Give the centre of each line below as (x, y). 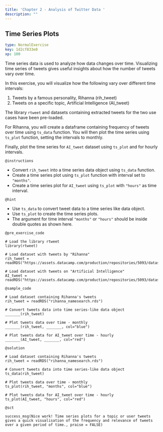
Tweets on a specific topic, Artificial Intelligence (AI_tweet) (71, 103)
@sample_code (18, 288)
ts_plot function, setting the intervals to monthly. (54, 137)
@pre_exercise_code (25, 233)
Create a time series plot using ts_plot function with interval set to (79, 175)
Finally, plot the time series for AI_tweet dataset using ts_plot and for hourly (81, 147)
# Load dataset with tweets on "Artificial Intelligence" (65, 271)
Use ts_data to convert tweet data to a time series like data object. (79, 208)
